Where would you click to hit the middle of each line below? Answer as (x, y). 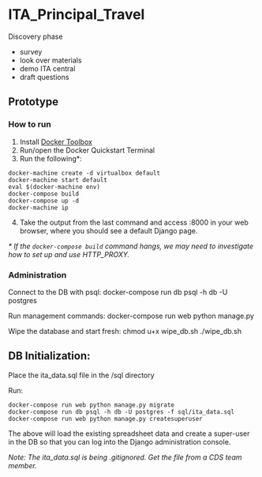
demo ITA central (47, 68)
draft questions (44, 77)
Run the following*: (51, 158)
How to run (30, 124)
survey (31, 51)
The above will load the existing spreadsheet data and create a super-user (129, 433)
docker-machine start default (58, 180)
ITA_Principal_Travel (77, 15)
